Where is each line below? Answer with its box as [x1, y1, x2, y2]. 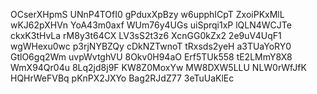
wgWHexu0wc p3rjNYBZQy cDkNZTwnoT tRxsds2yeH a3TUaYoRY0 [10, 40, 292, 52]
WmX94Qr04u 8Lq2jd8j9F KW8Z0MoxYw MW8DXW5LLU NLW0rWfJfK [10, 62, 307, 73]
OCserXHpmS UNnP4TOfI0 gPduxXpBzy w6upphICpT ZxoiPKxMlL [10, 9, 285, 20]
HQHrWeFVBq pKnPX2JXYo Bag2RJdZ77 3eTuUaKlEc [10, 72, 235, 84]
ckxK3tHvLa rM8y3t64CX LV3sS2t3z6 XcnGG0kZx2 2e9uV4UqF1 [10, 30, 282, 41]
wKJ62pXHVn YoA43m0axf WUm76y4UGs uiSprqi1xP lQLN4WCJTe [10, 19, 292, 31]
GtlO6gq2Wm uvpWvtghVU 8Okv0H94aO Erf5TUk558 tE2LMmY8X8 [10, 51, 293, 63]
